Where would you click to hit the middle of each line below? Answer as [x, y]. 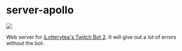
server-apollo [40, 10]
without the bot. [25, 43]
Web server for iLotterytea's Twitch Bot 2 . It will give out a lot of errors [91, 37]
